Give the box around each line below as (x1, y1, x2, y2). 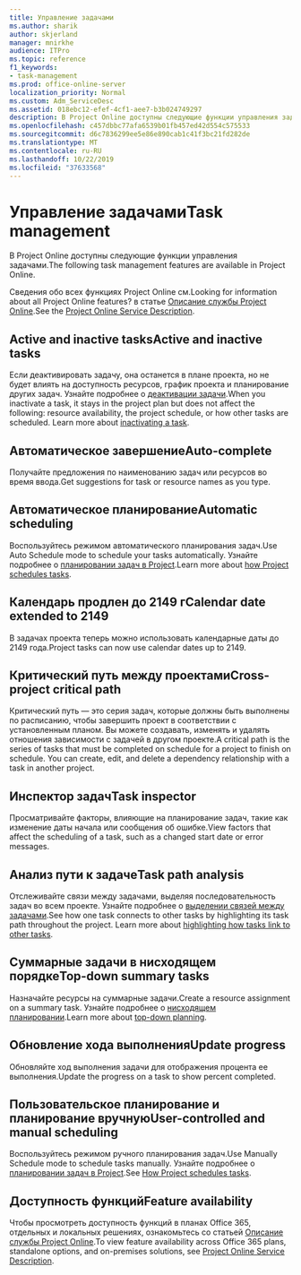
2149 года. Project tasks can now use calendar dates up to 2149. (9, 642, 246, 652)
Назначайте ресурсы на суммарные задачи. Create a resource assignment (9, 992, 291, 1004)
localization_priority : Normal (9, 88, 126, 97)
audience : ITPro (9, 47, 70, 56)
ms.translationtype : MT (9, 138, 99, 147)
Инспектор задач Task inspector (9, 788, 197, 804)
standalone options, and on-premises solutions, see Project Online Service (9, 1246, 285, 1257)
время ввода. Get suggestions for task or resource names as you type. (9, 476, 271, 487)
